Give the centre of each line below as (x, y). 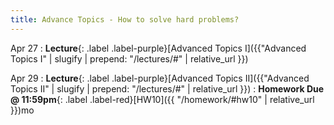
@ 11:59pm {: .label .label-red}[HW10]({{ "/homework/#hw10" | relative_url (162, 99)
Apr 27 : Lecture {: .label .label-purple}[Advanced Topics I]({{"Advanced (158, 48)
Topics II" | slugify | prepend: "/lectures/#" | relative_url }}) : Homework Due (167, 88)
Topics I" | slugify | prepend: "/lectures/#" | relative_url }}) (129, 58)
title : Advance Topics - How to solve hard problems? (125, 19)
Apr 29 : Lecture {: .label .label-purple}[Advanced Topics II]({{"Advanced (160, 78)
